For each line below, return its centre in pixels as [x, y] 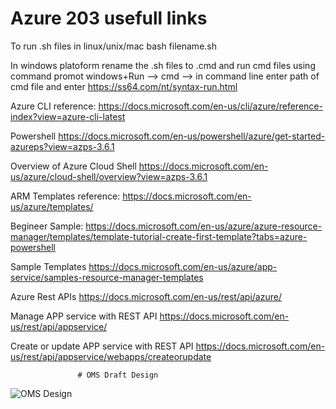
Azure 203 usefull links [109, 18]
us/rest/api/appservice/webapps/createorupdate [111, 356]
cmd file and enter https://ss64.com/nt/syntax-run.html [124, 86]
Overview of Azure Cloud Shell [73, 166]
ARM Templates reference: [65, 196]
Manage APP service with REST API [84, 316]
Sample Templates [48, 266]
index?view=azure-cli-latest [68, 116]
